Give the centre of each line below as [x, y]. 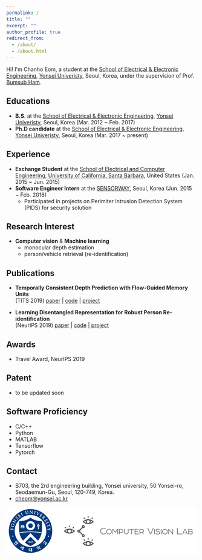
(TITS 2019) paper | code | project [57, 301]
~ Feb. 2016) [31, 195]
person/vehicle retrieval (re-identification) [76, 254]
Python [24, 433]
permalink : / [23, 13]
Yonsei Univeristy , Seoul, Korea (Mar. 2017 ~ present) [81, 135]
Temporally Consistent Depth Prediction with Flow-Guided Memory [102, 288]
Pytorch [25, 452]
